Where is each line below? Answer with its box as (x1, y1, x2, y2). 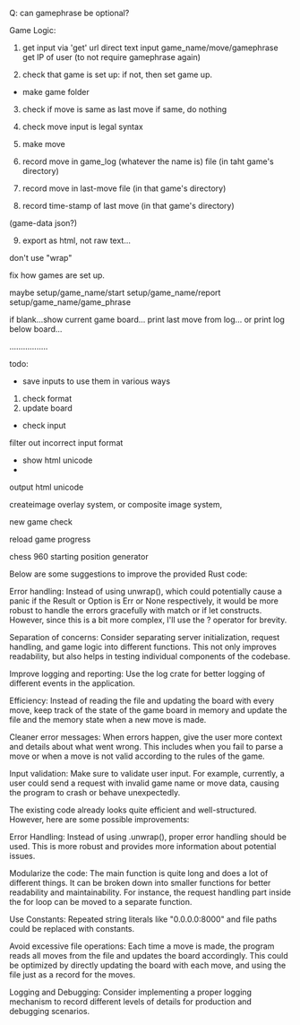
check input (21, 421, 66, 430)
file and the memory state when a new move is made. (9, 715, 207, 725)
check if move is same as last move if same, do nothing (21, 104, 227, 115)
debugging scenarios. (9, 1006, 90, 1016)
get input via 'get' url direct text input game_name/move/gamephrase (21, 42, 279, 53)
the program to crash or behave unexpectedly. (9, 787, 181, 797)
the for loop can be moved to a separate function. (9, 897, 193, 907)
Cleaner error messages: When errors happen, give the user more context (9, 732, 283, 743)
